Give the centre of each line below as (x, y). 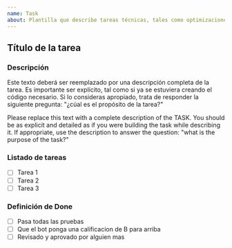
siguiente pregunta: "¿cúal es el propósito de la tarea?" (85, 105)
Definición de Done (40, 206)
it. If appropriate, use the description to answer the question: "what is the (111, 132)
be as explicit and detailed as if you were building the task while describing (114, 125)
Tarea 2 (28, 180)
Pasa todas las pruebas (50, 221)
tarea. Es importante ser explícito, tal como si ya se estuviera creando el (110, 90)
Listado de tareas (37, 158)
